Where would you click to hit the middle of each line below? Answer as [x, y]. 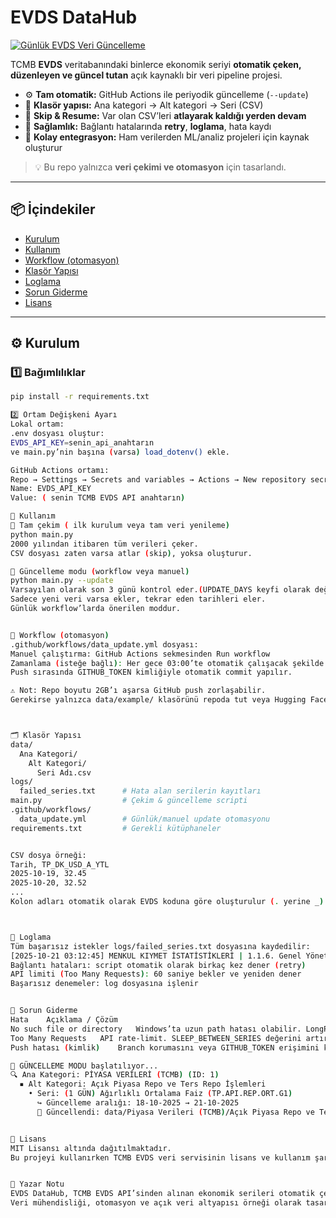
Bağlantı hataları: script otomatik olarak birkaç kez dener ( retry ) [158, 965]
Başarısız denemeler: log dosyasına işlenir [104, 984]
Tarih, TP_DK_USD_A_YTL [60, 864]
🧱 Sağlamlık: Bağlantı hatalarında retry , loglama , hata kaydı [148, 126]
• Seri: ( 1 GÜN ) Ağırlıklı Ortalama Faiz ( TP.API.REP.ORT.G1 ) [160, 1094]
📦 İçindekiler [53, 209]
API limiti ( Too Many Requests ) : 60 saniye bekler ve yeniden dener [156, 974]
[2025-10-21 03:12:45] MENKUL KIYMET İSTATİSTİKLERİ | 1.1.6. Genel [156, 956]
